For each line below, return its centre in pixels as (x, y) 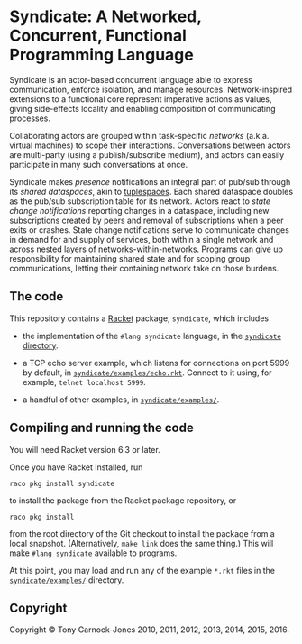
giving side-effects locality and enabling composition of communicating (142, 108)
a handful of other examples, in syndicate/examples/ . (121, 400)
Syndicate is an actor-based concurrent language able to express (131, 79)
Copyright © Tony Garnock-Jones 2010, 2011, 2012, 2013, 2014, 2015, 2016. (150, 630)
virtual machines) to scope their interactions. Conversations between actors (150, 145)
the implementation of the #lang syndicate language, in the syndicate (152, 336)
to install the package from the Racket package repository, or (123, 500)
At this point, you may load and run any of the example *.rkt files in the (142, 570)
